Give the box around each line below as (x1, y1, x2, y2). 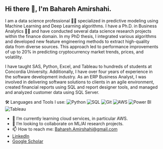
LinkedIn (12, 133, 30, 139)
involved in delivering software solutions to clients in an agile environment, (5, 79, 155, 85)
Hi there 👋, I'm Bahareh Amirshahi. (5, 5, 112, 13)
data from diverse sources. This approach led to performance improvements (5, 43, 159, 49)
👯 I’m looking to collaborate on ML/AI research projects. (12, 120, 124, 127)
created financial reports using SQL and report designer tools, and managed (5, 84, 158, 90)
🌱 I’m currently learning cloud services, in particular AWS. (12, 115, 128, 121)
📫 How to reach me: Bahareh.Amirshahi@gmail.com (12, 126, 118, 132)
